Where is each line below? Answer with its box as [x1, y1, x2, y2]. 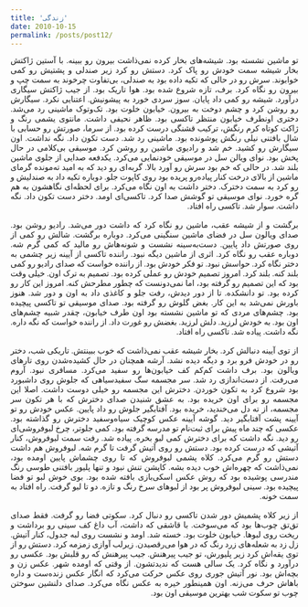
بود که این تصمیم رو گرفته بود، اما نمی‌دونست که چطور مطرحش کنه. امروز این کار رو [10, 279, 299, 289]
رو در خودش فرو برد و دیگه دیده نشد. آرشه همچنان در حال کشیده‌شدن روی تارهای [10, 356, 299, 366]
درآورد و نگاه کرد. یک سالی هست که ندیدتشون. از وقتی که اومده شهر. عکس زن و [10, 559, 299, 570]
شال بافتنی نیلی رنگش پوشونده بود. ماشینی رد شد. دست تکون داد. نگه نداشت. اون [10, 133, 299, 144]
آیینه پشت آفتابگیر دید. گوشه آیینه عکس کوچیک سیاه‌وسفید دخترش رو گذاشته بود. [10, 414, 299, 424]
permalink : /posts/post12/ [10, 30, 113, 39]
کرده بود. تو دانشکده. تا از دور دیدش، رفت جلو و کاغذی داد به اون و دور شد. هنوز [10, 289, 299, 298]
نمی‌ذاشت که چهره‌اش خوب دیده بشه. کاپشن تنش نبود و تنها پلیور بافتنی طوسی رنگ [10, 463, 299, 473]
